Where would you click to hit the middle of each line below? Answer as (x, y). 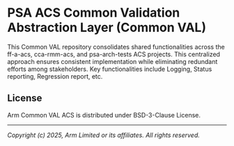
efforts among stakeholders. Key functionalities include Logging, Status (110, 69)
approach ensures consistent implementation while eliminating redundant (112, 61)
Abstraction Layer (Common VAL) (107, 27)
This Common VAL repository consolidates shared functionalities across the (116, 47)
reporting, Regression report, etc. (55, 76)
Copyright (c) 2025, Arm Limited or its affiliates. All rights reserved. (104, 135)
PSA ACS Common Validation (94, 13)
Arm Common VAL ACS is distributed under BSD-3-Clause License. (104, 115)
